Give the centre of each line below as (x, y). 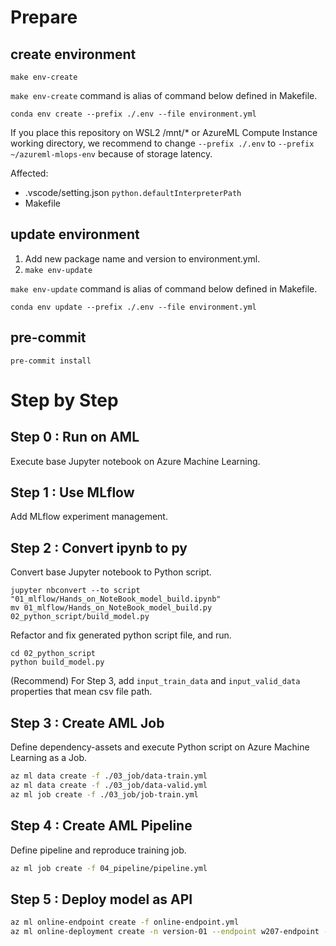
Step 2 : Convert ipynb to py (99, 547)
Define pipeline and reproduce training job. (98, 850)
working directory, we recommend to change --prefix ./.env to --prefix (162, 143)
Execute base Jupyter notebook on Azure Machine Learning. (135, 461)
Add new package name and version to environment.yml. (142, 258)
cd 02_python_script (53, 654)
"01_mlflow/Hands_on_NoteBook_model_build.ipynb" (116, 599)
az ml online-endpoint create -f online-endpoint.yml (125, 922)
